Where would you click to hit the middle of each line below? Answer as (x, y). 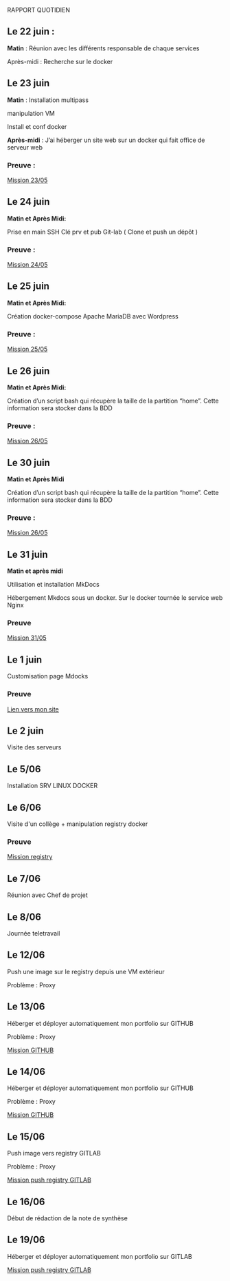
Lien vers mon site (33, 709)
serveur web (25, 147)
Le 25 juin (28, 286)
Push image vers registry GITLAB (54, 1153)
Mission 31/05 (27, 638)
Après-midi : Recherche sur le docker (60, 61)
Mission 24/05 (27, 265)
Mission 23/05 (27, 180)
